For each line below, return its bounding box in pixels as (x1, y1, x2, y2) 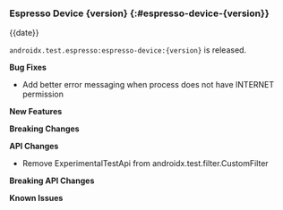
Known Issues (9, 193, 64, 204)
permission (21, 88, 64, 100)
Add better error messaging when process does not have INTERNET (21, 80, 275, 90)
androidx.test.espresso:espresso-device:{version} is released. (9, 45, 247, 55)
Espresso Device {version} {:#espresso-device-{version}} (9, 7, 270, 20)
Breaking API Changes (9, 175, 95, 186)
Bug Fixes (9, 62, 47, 73)
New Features (9, 106, 63, 117)
